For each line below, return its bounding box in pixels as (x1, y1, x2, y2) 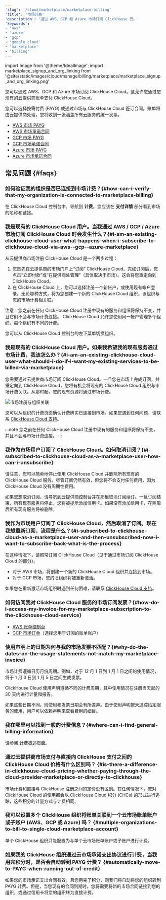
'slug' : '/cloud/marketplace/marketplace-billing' (5, 7, 112, 12)
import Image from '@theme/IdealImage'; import (5, 63, 104, 69)
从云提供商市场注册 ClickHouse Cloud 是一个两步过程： (5, 255, 118, 261)
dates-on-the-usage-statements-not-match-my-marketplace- (5, 650, 160, 657)
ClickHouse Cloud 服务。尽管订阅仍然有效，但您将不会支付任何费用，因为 (5, 477, 156, 483)
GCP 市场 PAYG (12, 135, 44, 140)
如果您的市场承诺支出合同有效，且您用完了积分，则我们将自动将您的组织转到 (5, 877, 161, 883)
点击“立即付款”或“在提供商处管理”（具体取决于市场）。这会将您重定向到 (12, 272, 157, 278)
